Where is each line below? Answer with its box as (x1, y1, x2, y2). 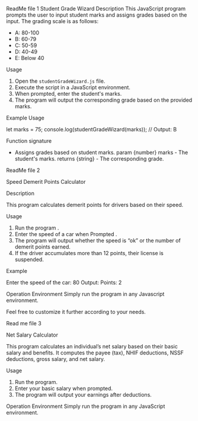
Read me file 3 (6, 320, 41, 326)
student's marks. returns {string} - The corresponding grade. (14, 155, 164, 162)
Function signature (6, 137, 52, 144)
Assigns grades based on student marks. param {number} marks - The (14, 149, 189, 156)
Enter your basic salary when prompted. (14, 385, 113, 392)
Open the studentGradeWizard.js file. (14, 77, 106, 84)
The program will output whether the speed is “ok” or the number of (14, 237, 181, 244)
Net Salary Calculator (6, 331, 58, 338)
